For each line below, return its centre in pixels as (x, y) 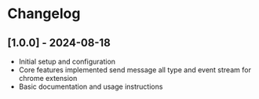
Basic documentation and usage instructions (91, 86)
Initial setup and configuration (67, 61)
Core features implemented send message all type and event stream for (135, 70)
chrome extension (48, 78)
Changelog (44, 14)
